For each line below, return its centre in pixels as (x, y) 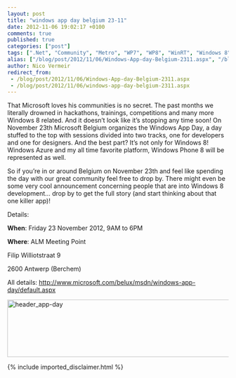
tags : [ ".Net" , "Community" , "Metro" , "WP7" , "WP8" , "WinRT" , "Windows (114, 53)
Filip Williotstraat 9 (34, 255)
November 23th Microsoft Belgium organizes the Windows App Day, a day (115, 128)
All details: (22, 283)
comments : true (29, 33)
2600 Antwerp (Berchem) (45, 269)
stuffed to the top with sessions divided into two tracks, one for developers (116, 135)
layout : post (26, 14)
